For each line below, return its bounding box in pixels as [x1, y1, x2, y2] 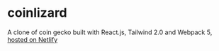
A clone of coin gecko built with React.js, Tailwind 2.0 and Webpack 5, [7, 28, 213, 36]
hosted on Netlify [7, 35, 58, 43]
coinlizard [7, 5, 67, 21]
